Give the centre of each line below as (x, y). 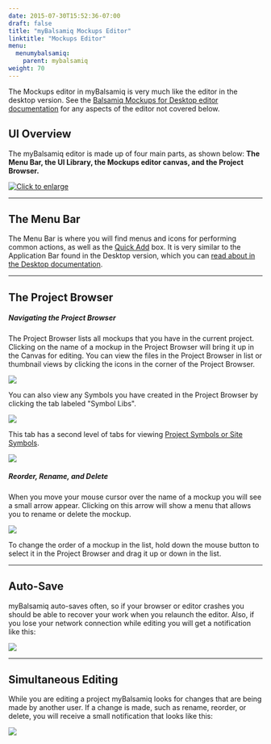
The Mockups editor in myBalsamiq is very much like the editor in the (123, 91)
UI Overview (40, 134)
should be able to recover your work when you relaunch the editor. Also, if (131, 614)
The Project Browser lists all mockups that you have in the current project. (131, 338)
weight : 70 (27, 69)
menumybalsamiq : (43, 53)
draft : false (30, 23)
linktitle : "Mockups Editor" (57, 38)
